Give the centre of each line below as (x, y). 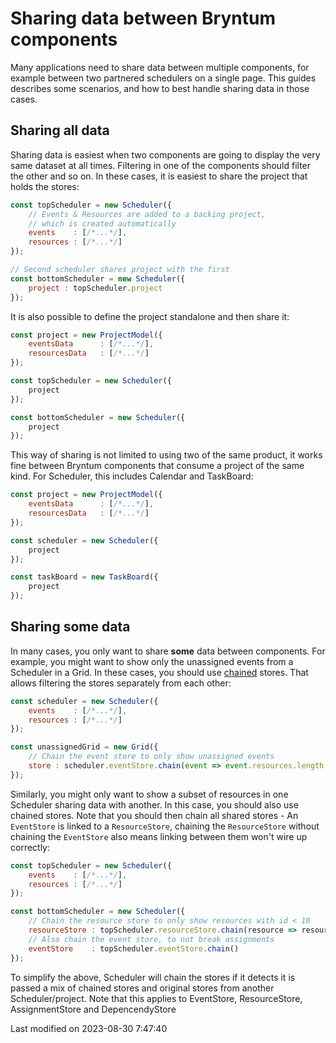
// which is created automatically (102, 223)
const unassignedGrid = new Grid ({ (84, 747)
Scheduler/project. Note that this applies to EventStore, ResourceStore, (156, 998)
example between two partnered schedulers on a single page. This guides (163, 78)
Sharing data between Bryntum (143, 18)
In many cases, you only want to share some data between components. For (168, 651)
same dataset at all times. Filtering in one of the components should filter (161, 165)
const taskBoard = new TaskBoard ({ (84, 577)
